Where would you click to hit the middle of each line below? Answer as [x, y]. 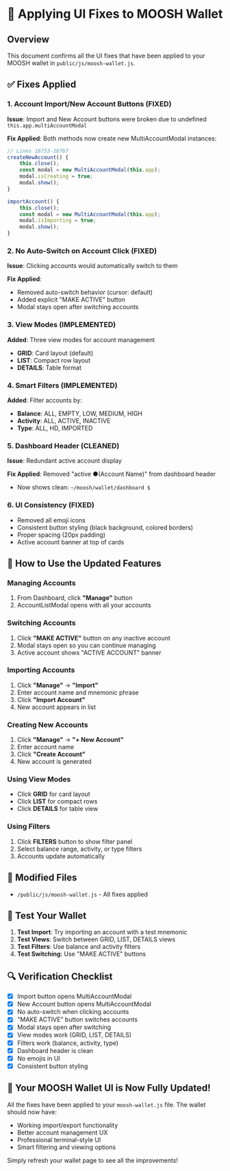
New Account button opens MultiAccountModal [84, 1004]
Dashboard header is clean [55, 1050]
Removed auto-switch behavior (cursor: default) [85, 292]
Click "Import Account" [51, 699]
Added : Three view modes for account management [81, 339]
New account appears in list [56, 707]
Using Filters [29, 827]
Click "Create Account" [51, 754]
